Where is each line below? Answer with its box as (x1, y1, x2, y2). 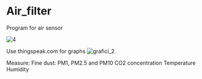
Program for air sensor (6, 24, 63, 31)
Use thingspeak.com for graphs (6, 47, 86, 55)
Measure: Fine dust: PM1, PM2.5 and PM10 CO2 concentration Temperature (6, 59, 196, 66)
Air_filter (6, 4, 52, 18)
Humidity (6, 65, 29, 73)
